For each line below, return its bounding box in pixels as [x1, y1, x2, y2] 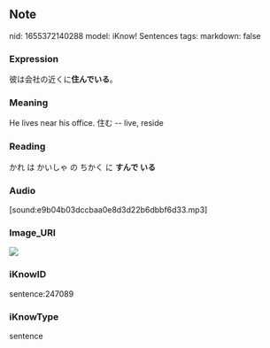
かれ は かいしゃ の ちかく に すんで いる [9, 161, 157, 172]
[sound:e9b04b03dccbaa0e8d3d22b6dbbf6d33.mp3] [9, 205, 208, 215]
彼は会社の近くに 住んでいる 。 [9, 74, 118, 85]
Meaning [9, 97, 49, 109]
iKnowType [9, 310, 59, 322]
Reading [9, 141, 46, 153]
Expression [9, 52, 59, 65]
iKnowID [9, 268, 47, 281]
